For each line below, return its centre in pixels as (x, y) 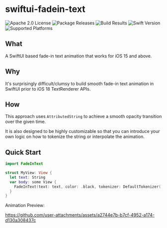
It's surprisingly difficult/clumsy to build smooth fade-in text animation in (80, 84)
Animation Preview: (25, 206)
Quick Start (23, 152)
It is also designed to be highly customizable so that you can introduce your (83, 131)
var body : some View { (33, 182)
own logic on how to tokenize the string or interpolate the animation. (75, 137)
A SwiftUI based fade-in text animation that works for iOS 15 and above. (79, 56)
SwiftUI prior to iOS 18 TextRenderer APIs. (48, 89)
